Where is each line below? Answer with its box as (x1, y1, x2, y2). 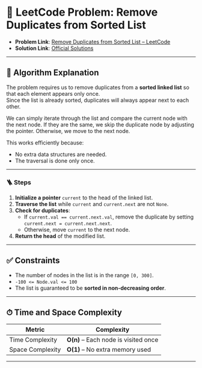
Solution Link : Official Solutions (14, 45, 94, 52)
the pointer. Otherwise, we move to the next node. (6, 127, 130, 134)
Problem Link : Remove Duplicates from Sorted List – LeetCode (14, 38, 171, 45)
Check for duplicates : (14, 207, 70, 214)
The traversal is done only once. (14, 157, 95, 164)
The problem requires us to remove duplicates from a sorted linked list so (6, 84, 189, 91)
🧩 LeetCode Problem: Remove (6, 5, 158, 19)
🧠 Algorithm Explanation (6, 67, 99, 78)
